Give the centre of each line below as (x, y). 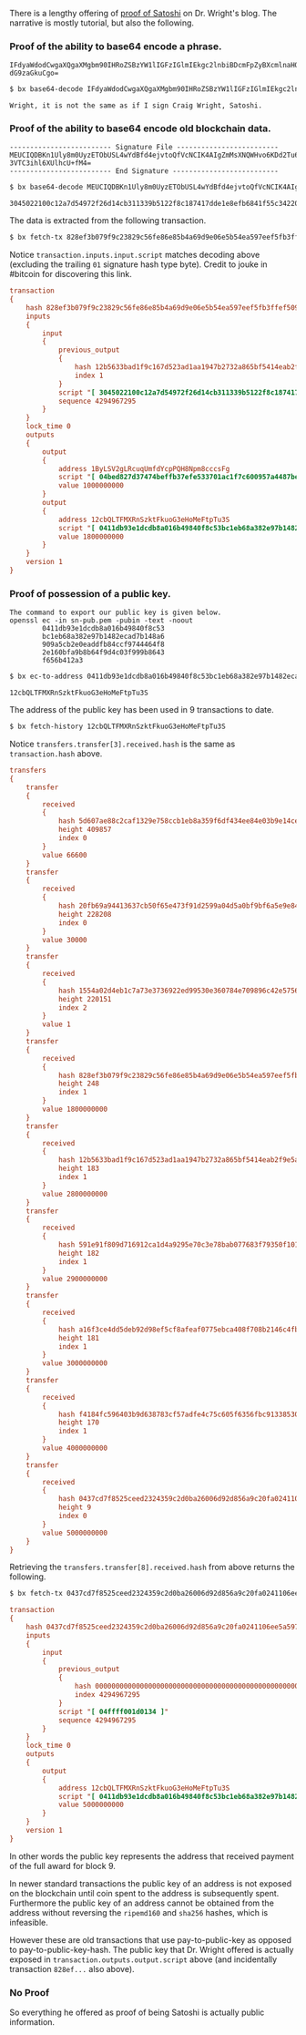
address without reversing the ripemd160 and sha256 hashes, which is (139, 1912)
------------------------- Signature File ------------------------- (144, 148)
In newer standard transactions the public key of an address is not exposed (151, 1883)
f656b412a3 (63, 661)
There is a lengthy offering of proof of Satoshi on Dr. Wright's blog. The (143, 13)
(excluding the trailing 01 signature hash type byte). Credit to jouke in (138, 264)
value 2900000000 (75, 1279)
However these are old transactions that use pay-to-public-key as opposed (150, 1939)
